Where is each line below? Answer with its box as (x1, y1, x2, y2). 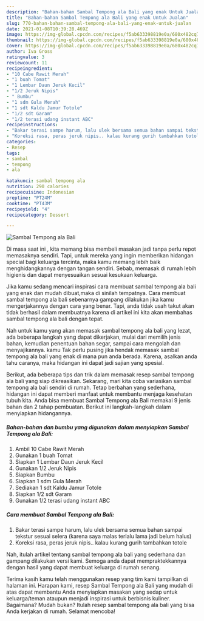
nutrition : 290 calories (6, 183, 69, 190)
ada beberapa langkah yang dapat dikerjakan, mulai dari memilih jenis (6, 333, 181, 341)
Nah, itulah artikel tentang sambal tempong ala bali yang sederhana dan (6, 551, 186, 558)
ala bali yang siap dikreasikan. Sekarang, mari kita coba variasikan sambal (6, 378, 192, 385)
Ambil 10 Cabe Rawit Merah (15, 446, 84, 453)
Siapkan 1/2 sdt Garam (15, 490, 72, 498)
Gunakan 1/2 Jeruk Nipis (15, 465, 77, 472)
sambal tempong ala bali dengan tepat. (6, 315, 104, 322)
